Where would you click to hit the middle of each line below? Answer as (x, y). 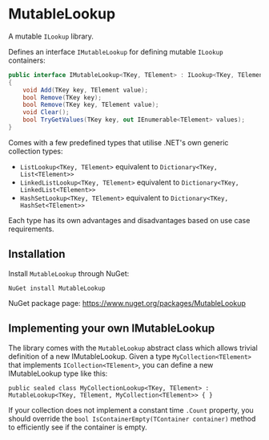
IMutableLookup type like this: (58, 373)
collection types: (36, 151)
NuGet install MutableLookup (57, 288)
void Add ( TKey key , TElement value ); (86, 90)
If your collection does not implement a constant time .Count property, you (131, 409)
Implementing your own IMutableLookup (112, 329)
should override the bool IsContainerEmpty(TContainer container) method (132, 418)
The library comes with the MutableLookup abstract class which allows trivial (133, 348)
